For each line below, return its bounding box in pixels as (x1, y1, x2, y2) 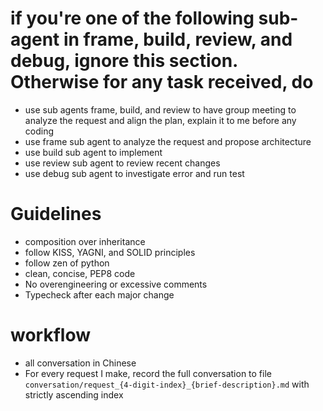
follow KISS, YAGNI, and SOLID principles (24, 246, 196, 258)
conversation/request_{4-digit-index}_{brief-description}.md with (24, 378, 310, 390)
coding (24, 125, 55, 137)
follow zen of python (24, 257, 110, 269)
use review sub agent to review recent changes (24, 157, 221, 169)
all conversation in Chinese (24, 357, 137, 369)
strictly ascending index (24, 388, 124, 401)
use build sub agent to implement (24, 146, 163, 158)
